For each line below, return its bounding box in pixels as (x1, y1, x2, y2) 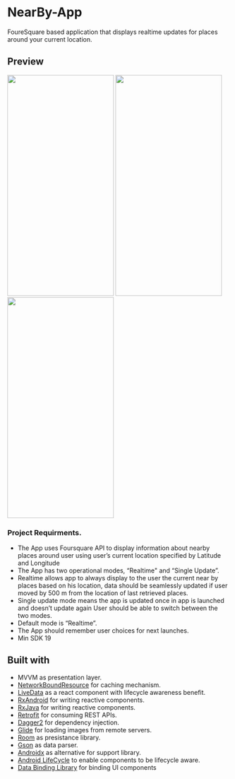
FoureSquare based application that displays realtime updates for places (7, 28, 218, 36)
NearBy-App (7, 4, 83, 20)
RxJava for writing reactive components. (17, 703, 136, 711)
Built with (7, 655, 50, 667)
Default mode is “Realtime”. (17, 619, 97, 628)
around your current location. (7, 35, 93, 43)
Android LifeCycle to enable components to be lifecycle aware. (17, 756, 200, 764)
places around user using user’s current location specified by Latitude (17, 551, 221, 560)
